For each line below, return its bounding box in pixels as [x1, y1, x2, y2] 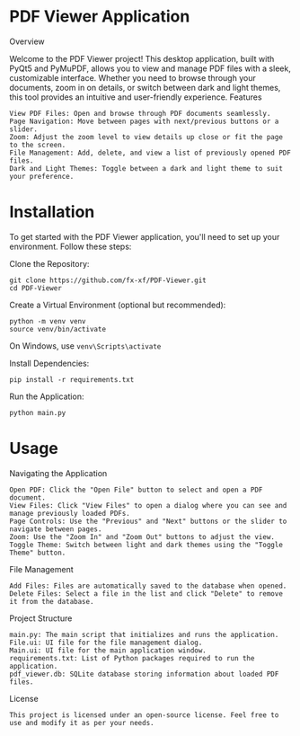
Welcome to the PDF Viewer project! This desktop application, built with [9, 53, 275, 64]
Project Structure [9, 613, 73, 624]
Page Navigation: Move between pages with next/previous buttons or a [9, 117, 279, 126]
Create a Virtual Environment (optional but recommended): [9, 299, 226, 310]
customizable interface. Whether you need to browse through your [9, 72, 256, 83]
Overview [9, 36, 45, 47]
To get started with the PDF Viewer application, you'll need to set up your [9, 231, 280, 242]
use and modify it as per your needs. [9, 718, 154, 727]
